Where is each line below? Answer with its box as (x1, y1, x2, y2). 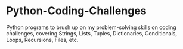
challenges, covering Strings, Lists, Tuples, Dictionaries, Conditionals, (6, 30, 178, 37)
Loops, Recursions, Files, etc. (6, 36, 79, 43)
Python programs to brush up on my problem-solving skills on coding (6, 24, 177, 31)
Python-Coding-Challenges (6, 4, 147, 18)
